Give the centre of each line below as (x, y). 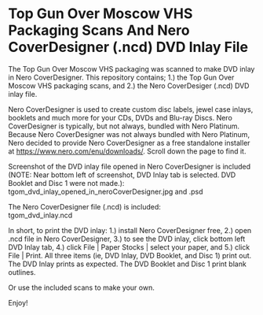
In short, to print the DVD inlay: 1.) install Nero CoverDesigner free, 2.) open (130, 230)
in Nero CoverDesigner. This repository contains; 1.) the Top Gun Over (121, 77)
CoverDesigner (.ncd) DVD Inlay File (128, 47)
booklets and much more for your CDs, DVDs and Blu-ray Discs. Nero (121, 117)
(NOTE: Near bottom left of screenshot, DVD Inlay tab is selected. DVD (122, 175)
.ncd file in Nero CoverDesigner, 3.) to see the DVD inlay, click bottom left (127, 239)
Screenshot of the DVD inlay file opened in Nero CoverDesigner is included (130, 166)
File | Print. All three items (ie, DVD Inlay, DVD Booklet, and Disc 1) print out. (130, 255)
